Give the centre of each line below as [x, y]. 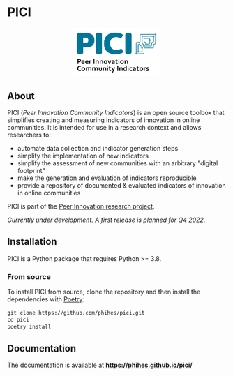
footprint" [31, 171]
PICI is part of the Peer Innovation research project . [81, 206]
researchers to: [29, 135]
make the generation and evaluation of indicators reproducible [107, 178]
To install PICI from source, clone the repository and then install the [104, 292]
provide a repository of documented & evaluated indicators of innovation [121, 185]
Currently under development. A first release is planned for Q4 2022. [106, 220]
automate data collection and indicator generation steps [98, 148]
